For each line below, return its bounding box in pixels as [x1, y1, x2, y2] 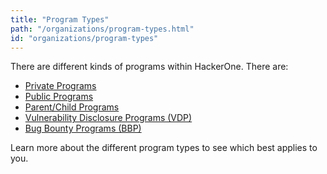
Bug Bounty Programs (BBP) [24, 122, 142, 135]
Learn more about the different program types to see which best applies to [10, 142, 318, 154]
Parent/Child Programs [24, 101, 120, 113]
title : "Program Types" [10, 14, 110, 25]
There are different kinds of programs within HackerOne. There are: [10, 61, 289, 73]
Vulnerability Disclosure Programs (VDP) [24, 112, 193, 124]
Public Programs [24, 91, 94, 103]
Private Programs [24, 80, 97, 92]
